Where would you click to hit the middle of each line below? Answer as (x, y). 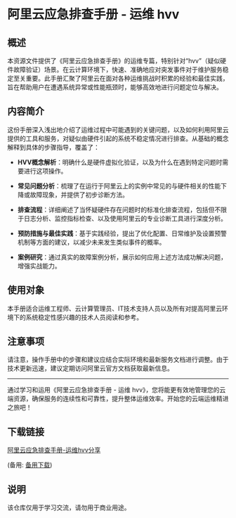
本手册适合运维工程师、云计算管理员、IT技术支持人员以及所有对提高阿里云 (115, 308)
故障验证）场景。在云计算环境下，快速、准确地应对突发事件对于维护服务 (118, 70)
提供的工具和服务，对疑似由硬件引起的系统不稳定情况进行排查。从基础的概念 (118, 138)
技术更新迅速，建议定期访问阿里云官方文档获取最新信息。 (90, 368)
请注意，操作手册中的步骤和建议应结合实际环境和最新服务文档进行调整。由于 (118, 360)
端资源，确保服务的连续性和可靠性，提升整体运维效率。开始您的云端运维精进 (118, 399)
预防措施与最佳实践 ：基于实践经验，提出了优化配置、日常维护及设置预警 (122, 233)
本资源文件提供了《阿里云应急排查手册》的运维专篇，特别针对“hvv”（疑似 (114, 61)
